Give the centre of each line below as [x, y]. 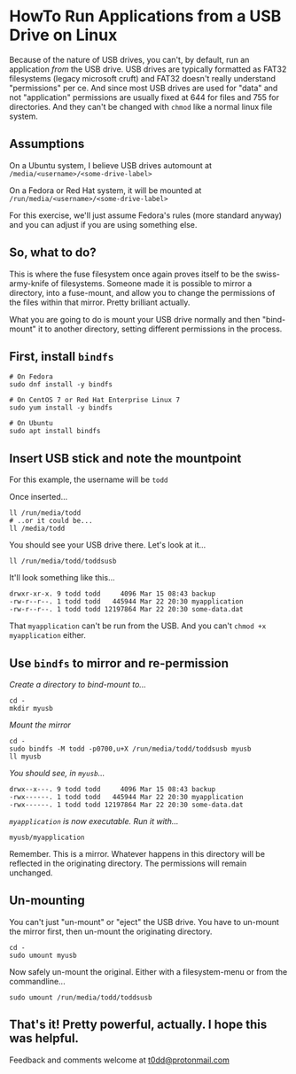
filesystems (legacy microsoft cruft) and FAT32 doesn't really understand [143, 78]
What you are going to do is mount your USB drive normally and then [135, 319]
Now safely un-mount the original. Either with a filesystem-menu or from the [148, 971]
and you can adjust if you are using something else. [103, 224]
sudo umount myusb [43, 955]
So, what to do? [53, 253]
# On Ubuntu [31, 424]
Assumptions [47, 144]
